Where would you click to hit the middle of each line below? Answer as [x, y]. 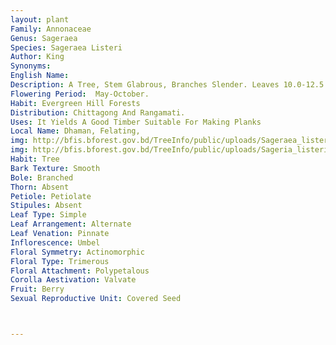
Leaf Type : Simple [48, 215]
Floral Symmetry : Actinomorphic [77, 252]
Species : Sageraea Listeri [66, 47]
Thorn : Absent [40, 187]
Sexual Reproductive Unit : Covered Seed [96, 299]
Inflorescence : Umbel [55, 242]
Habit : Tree [35, 159]
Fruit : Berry [37, 289]
